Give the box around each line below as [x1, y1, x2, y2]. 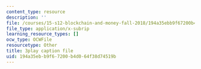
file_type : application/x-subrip [6, 25, 90, 32]
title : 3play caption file [6, 48, 74, 54]
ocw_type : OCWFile [6, 37, 52, 43]
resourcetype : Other [6, 43, 58, 49]
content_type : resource [6, 8, 66, 15]
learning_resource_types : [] [6, 31, 79, 37]
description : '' [6, 14, 47, 20]
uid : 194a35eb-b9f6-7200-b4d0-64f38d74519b [6, 53, 117, 59]
